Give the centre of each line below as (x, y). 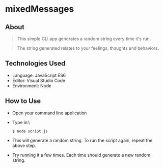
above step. (24, 146)
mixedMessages (40, 9)
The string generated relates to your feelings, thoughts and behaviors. (88, 48)
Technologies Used (35, 64)
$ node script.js (30, 131)
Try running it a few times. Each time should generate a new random (81, 155)
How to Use (23, 101)
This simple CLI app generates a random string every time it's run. (84, 39)
